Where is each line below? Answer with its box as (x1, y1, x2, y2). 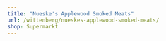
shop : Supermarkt (7, 23, 59, 30)
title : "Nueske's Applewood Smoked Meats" (7, 10, 134, 17)
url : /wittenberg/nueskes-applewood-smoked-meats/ (7, 17, 160, 24)
